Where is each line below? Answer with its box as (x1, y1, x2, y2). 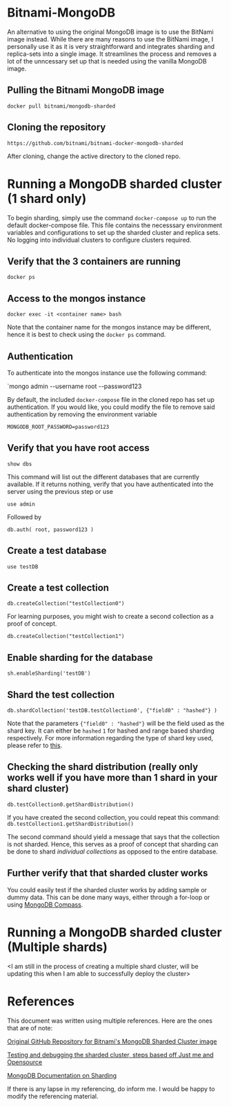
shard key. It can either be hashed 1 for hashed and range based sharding (7, 726, 215, 735)
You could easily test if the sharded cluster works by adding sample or (7, 885, 208, 894)
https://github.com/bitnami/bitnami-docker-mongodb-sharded (7, 139, 184, 146)
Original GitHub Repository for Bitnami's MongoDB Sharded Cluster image (7, 1037, 217, 1046)
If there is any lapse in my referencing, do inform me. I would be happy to (7, 1084, 215, 1092)
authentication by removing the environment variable (7, 410, 157, 418)
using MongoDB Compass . (7, 900, 83, 909)
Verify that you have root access (7, 442, 150, 454)
